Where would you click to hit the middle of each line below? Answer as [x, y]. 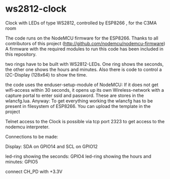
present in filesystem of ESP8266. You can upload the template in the [78, 106]
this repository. [21, 54]
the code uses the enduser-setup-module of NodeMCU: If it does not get [82, 85]
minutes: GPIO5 [22, 162]
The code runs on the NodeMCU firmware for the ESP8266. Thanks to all [82, 38]
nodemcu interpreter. [27, 127]
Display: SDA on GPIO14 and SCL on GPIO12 [52, 146]
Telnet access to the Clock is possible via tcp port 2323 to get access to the [85, 121]
